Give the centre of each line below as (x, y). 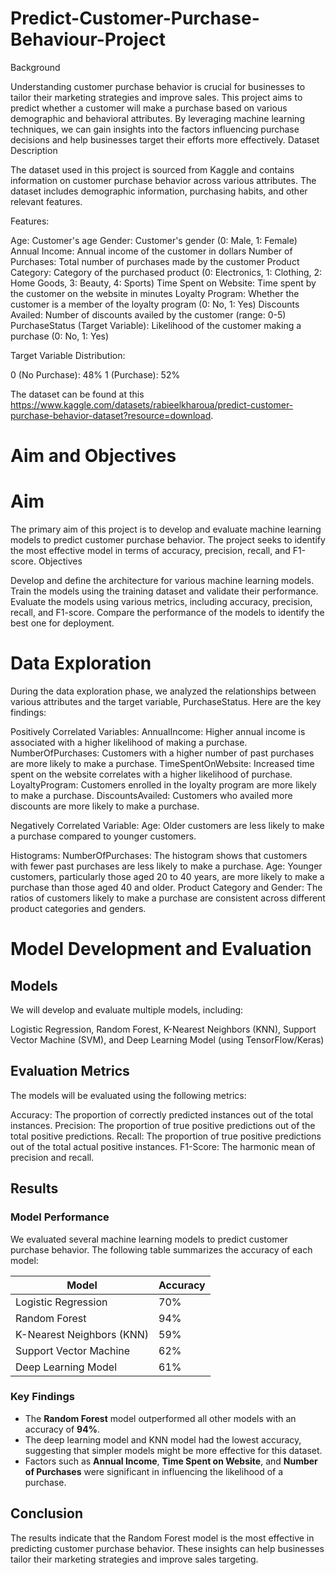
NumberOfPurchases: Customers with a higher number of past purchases (162, 753)
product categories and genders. (78, 908)
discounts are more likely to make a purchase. (105, 806)
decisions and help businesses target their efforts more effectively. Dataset (165, 139)
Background (35, 67)
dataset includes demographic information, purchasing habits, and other (159, 191)
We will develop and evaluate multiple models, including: (127, 1010)
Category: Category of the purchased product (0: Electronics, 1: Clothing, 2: (166, 272)
